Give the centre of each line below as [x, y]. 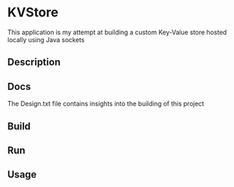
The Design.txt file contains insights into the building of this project [106, 103]
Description [34, 62]
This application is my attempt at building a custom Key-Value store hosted [117, 32]
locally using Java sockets [46, 39]
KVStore [33, 12]
